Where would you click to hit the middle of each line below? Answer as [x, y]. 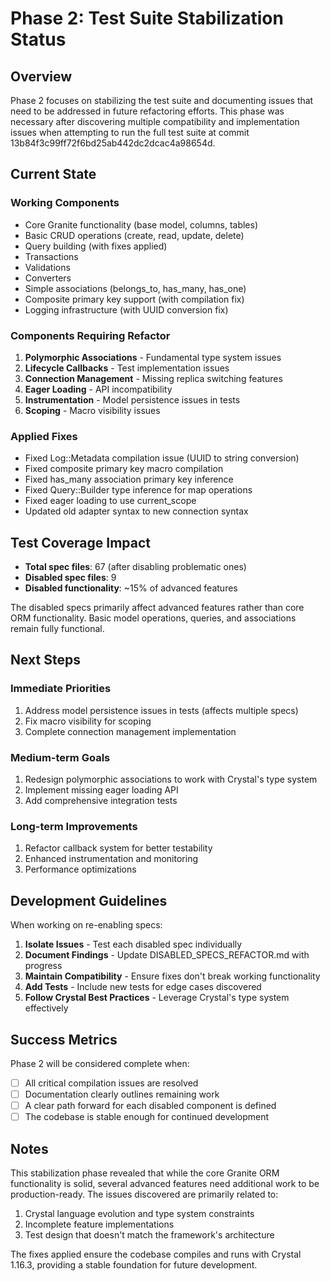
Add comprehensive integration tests [101, 801]
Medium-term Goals [60, 757]
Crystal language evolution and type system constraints [139, 1214]
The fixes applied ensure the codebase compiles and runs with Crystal [156, 1254]
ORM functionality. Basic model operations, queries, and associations [153, 618]
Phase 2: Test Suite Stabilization [147, 18]
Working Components [65, 203]
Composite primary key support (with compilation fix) [134, 299]
